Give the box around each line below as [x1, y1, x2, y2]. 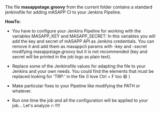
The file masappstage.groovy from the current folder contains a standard [5, 4, 153, 10]
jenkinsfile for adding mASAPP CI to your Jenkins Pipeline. [5, 9, 122, 15]
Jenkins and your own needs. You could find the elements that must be [12, 68, 154, 74]
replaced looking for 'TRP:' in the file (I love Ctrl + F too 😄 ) [12, 74, 131, 79]
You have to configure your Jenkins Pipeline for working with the [12, 28, 141, 33]
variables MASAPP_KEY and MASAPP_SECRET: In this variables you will [12, 33, 156, 39]
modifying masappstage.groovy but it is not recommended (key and [12, 48, 147, 54]
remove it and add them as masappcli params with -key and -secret [12, 44, 147, 49]
